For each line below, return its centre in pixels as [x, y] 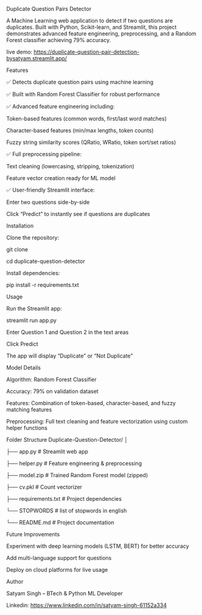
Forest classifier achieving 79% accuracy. [59, 40]
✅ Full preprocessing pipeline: [44, 154]
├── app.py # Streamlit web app [47, 451]
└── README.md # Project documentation [60, 522]
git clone [17, 249]
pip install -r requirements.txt [43, 285]
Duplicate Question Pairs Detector [49, 9]
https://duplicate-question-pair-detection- [86, 52]
